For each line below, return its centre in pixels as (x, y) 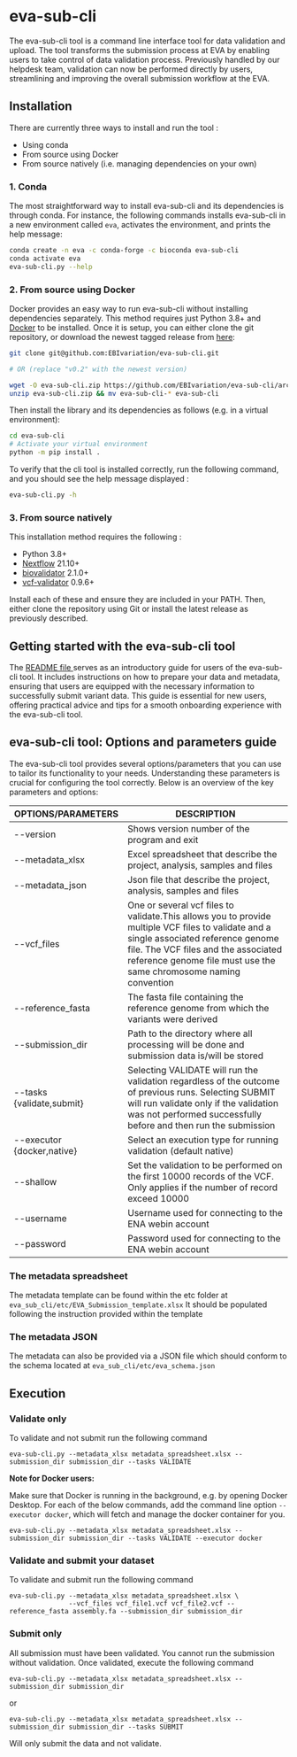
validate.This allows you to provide (199, 916)
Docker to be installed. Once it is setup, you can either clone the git (132, 327)
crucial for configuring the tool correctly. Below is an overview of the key (141, 782)
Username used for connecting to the (205, 1212)
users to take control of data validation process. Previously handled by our (145, 59)
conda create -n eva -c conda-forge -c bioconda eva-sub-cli (124, 251)
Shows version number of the (189, 828)
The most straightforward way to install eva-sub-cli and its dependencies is (147, 206)
